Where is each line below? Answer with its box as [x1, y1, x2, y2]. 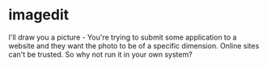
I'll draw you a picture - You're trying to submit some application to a [8, 32, 237, 42]
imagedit [8, 6, 70, 24]
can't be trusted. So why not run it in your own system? [8, 49, 193, 59]
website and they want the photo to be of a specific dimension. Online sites [8, 40, 260, 50]
